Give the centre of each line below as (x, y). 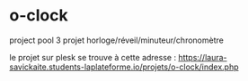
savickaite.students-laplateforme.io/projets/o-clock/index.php (124, 67)
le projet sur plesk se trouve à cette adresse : (93, 57)
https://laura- (203, 57)
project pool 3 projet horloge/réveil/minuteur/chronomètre (117, 40)
